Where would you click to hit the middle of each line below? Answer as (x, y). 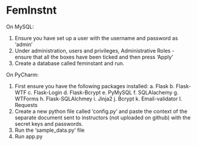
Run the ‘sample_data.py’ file (50, 130)
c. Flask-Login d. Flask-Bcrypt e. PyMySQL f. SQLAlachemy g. (103, 92)
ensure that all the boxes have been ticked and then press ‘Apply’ (94, 57)
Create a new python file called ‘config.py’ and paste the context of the (101, 111)
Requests (26, 105)
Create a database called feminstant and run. (70, 63)
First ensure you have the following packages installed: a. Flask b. (95, 86)
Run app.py (29, 136)
